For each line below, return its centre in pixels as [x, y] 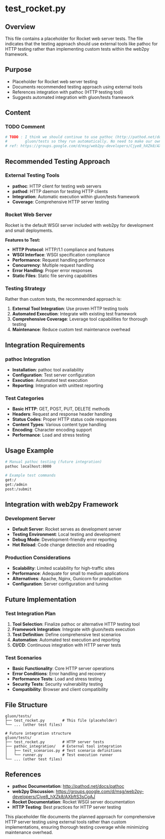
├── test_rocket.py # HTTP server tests [55, 742]
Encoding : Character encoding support [52, 430]
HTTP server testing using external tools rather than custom [66, 822]
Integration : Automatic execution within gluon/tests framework [76, 196]
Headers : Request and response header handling [62, 414]
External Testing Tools [32, 175]
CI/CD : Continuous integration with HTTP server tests [67, 645]
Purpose [18, 70]
